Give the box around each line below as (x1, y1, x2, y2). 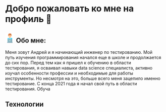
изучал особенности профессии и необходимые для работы (5, 70, 134, 76)
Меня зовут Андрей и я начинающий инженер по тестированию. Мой (5, 49, 153, 55)
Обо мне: (15, 36, 46, 44)
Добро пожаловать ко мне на (5, 3, 134, 14)
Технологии (5, 100, 44, 109)
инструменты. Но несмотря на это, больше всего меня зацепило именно (5, 75, 161, 81)
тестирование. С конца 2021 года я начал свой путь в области (5, 81, 137, 86)
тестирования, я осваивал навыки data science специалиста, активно (5, 65, 153, 71)
